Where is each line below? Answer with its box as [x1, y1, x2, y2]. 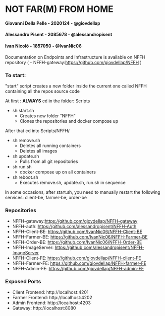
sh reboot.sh [12, 174, 39, 180]
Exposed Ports [5, 278, 41, 285]
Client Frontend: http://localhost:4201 [12, 289, 89, 295]
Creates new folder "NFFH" [19, 113, 76, 119]
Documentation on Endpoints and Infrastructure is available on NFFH [5, 54, 146, 60]
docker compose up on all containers [19, 169, 96, 175]
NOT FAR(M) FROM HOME [5, 3, 114, 15]
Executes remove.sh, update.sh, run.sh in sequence [19, 179, 126, 185]
